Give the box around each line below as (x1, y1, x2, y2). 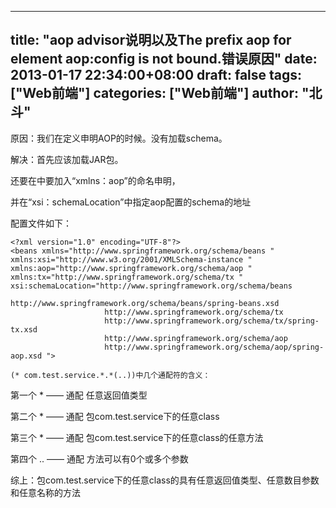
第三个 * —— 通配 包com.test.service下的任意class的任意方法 (10, 431, 264, 443)
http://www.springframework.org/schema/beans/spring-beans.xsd (10, 298, 280, 308)
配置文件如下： (10, 217, 72, 229)
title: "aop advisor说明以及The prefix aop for (10, 32, 292, 49)
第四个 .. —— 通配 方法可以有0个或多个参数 (10, 452, 189, 465)
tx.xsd (10, 324, 38, 335)
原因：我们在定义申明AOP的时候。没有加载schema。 (10, 132, 228, 144)
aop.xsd (10, 351, 43, 361)
